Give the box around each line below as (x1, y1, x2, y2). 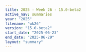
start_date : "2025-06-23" (5, 30, 59, 35)
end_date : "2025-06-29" (5, 35, 55, 40)
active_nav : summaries (5, 12, 52, 17)
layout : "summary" (5, 40, 43, 45)
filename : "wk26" (5, 21, 41, 26)
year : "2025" (5, 16, 32, 21)
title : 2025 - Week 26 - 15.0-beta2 (5, 7, 81, 12)
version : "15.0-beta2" (5, 26, 52, 31)
